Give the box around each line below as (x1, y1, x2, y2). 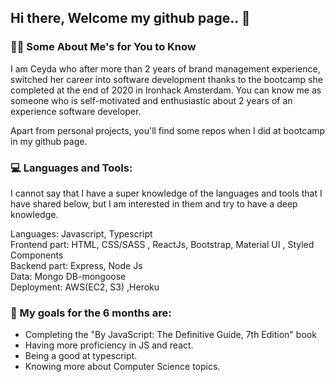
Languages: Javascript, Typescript (10, 227, 153, 240)
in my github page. (10, 135, 88, 147)
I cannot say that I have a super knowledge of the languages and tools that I (10, 187, 323, 199)
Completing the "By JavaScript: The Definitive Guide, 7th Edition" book (24, 329, 317, 341)
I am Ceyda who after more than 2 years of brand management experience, (10, 62, 321, 75)
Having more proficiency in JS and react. (24, 339, 194, 351)
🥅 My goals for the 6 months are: (10, 306, 172, 320)
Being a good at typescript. (24, 350, 138, 362)
